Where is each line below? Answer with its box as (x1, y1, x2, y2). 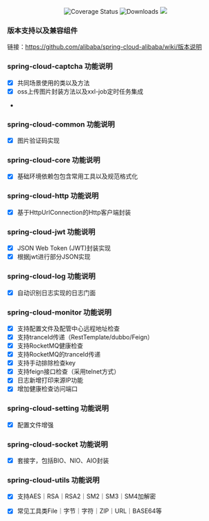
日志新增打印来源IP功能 (16, 376, 84, 385)
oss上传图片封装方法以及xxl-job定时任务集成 (16, 87, 144, 96)
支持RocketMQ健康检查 (16, 341, 84, 350)
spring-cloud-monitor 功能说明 (7, 307, 112, 317)
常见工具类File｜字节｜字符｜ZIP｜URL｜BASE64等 (16, 507, 162, 515)
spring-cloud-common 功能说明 (7, 119, 115, 129)
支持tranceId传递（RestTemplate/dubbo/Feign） (16, 332, 154, 341)
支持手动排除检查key (16, 359, 76, 368)
